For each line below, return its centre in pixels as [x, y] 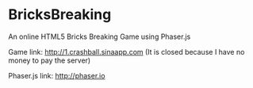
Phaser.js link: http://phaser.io [57, 75]
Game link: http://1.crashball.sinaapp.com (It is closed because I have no [126, 52]
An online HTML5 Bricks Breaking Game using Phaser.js [100, 36]
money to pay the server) [50, 60]
